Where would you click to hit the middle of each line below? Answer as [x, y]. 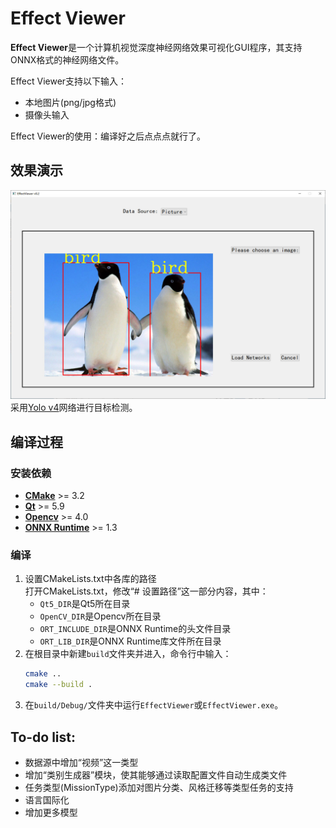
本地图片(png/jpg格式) [70, 102]
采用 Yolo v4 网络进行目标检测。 [74, 408]
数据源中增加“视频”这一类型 [81, 762]
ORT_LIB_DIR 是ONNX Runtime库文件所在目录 [130, 641]
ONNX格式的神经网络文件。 [67, 59]
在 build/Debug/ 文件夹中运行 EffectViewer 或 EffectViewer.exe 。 [154, 705]
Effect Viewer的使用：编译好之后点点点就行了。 [108, 136]
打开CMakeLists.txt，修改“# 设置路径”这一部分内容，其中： [146, 591]
